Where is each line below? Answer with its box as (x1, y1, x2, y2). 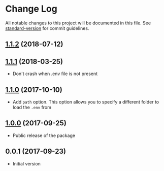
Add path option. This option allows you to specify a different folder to (12, 98, 159, 105)
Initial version (12, 160, 41, 166)
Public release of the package (12, 132, 75, 139)
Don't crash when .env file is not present (12, 71, 98, 77)
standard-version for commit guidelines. (5, 25, 89, 31)
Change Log (5, 3, 57, 15)
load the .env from (12, 104, 52, 110)
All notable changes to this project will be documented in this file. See (5, 20, 151, 26)
